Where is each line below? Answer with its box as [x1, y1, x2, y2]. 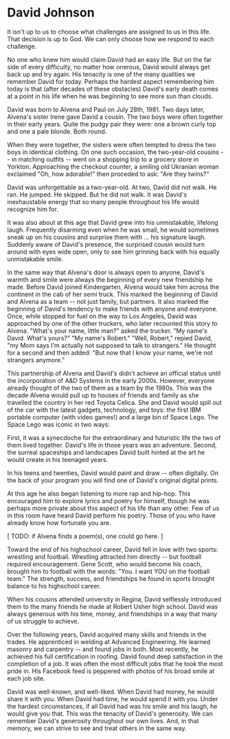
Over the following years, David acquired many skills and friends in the [7, 630, 207, 639]
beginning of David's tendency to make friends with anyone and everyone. [7, 305, 218, 313]
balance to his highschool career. [7, 582, 102, 590]
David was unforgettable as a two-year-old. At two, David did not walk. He [7, 183, 218, 191]
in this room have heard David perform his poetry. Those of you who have [7, 511, 216, 520]
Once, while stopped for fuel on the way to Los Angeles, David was [7, 311, 197, 320]
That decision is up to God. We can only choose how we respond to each [7, 34, 214, 43]
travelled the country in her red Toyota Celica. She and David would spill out [7, 398, 222, 406]
